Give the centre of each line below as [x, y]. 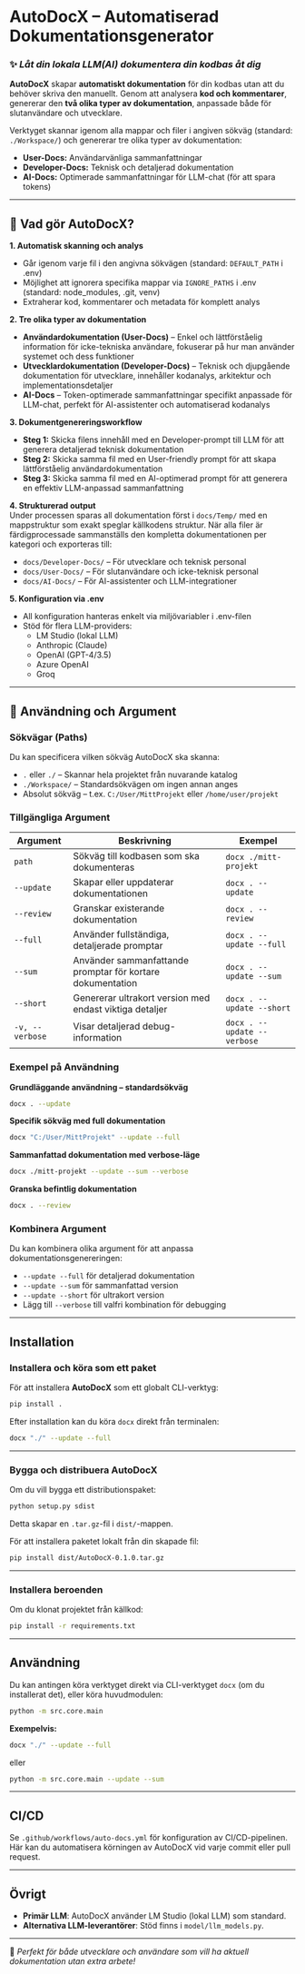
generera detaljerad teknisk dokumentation [103, 449]
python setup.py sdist [52, 1506]
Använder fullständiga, [121, 934]
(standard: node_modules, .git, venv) [91, 292]
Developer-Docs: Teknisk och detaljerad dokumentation [128, 168]
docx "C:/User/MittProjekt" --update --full [95, 1138]
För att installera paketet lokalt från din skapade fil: [104, 1541]
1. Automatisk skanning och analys [76, 246]
